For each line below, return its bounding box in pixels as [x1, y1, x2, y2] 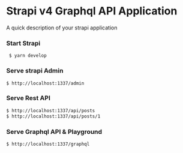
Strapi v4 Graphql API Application [6, 4, 178, 18]
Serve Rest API [6, 94, 51, 103]
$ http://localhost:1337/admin [6, 80, 85, 86]
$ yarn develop [8, 53, 47, 59]
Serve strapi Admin [6, 67, 64, 75]
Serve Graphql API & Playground [6, 127, 103, 136]
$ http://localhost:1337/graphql [6, 141, 90, 147]
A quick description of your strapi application [6, 24, 118, 31]
